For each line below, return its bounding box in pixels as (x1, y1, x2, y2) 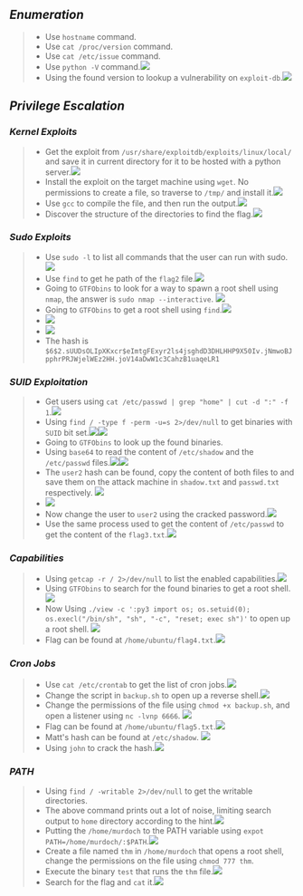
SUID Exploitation (9, 375, 89, 388)
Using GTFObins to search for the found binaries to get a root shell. (44, 583, 291, 594)
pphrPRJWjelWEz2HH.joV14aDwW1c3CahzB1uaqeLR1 (44, 354, 220, 363)
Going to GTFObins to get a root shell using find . (44, 303, 223, 315)
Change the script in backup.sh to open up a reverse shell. (44, 689, 260, 700)
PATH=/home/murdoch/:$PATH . (44, 835, 149, 846)
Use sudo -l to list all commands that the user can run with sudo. (44, 251, 289, 262)
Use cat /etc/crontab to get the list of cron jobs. (44, 679, 228, 689)
